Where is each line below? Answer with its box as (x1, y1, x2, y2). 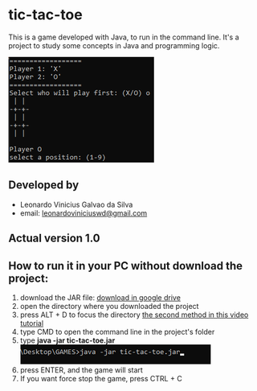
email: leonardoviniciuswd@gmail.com (19, 208, 148, 218)
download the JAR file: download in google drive (19, 292, 181, 303)
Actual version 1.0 (8, 232, 100, 245)
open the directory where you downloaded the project (19, 301, 199, 311)
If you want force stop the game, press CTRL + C (19, 373, 182, 383)
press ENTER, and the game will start (19, 364, 143, 375)
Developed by (8, 179, 80, 192)
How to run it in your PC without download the (8, 259, 243, 273)
